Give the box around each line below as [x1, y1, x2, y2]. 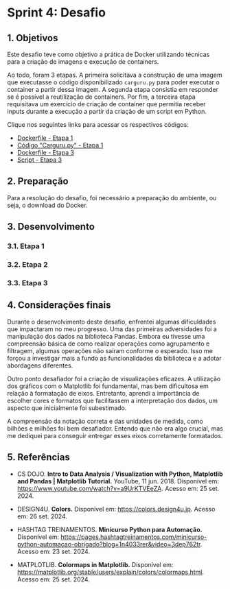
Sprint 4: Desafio [7, 5, 106, 21]
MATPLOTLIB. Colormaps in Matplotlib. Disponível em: [16, 560, 174, 568]
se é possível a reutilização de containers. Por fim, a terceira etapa [7, 93, 196, 101]
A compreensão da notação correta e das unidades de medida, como [7, 417, 204, 425]
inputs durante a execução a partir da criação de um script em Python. [7, 108, 207, 115]
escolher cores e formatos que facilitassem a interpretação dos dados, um [7, 396, 218, 405]
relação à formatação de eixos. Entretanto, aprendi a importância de [7, 389, 200, 397]
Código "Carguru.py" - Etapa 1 [16, 141, 104, 149]
